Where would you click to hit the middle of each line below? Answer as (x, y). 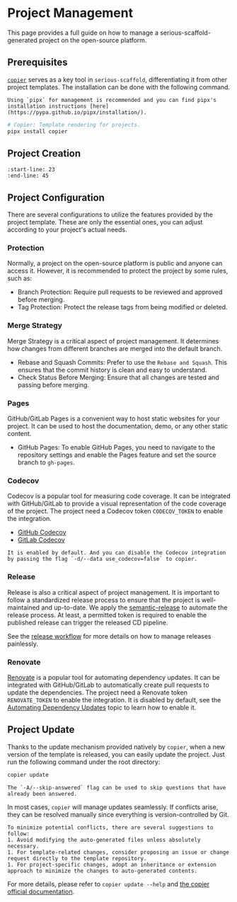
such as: (20, 278)
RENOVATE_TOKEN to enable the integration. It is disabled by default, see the (114, 700)
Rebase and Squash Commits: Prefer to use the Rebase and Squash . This (122, 362)
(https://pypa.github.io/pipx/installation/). (77, 112)
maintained (24, 607)
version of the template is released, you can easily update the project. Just (116, 754)
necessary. (23, 846)
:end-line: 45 (28, 176)
